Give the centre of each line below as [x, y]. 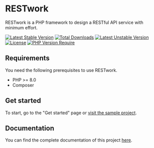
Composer [23, 85]
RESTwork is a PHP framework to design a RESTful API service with [74, 22]
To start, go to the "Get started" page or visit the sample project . [71, 113]
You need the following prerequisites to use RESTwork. [61, 70]
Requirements [27, 58]
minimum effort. [22, 27]
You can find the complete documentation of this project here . [69, 140]
